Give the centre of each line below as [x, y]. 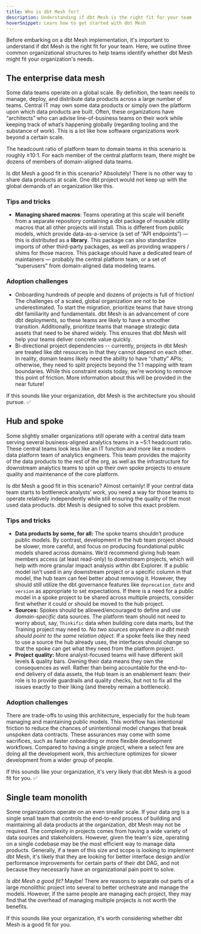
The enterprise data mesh [55, 78]
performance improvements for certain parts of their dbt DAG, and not [93, 863]
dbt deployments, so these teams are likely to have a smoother [92, 320]
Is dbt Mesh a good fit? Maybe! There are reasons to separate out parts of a [100, 881]
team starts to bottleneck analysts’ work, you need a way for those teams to [100, 492]
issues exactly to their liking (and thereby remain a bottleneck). [93, 686]
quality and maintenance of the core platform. [63, 474]
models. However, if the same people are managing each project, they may [99, 894]
